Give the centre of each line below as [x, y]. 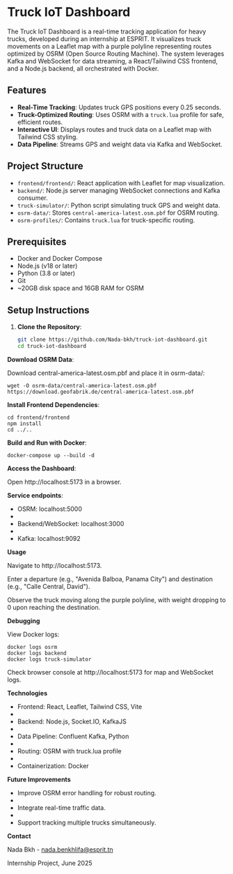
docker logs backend [37, 653]
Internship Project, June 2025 [50, 863]
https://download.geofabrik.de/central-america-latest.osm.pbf [101, 392]
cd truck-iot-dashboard [52, 346]
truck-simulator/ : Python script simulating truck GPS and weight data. [119, 205]
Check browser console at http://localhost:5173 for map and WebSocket [110, 672]
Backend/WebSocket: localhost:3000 [71, 523]
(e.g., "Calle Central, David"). [49, 586]
